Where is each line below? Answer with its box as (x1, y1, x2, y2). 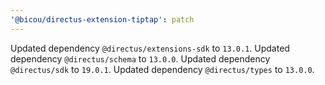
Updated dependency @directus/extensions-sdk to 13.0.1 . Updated (10, 42, 290, 54)
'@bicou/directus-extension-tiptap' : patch (10, 14, 195, 25)
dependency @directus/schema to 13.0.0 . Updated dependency (10, 52, 271, 65)
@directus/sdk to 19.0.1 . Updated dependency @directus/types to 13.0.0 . (10, 63, 315, 75)
